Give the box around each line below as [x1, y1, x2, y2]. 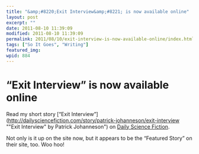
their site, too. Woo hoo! [6, 140, 65, 148]
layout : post [6, 14, 38, 20]
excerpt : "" [6, 20, 36, 25]
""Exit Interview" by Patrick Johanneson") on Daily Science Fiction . [6, 123, 170, 130]
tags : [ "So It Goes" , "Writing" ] [6, 42, 89, 48]
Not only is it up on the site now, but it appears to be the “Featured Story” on [6, 134, 192, 142]
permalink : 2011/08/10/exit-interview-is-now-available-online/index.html [6, 36, 195, 42]
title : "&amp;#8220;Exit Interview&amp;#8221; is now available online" [6, 8, 190, 15]
